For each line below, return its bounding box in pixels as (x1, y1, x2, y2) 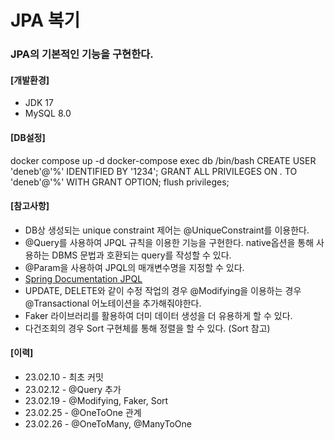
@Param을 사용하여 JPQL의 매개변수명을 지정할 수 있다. (24, 261, 245, 273)
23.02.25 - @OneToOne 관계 (24, 406, 142, 418)
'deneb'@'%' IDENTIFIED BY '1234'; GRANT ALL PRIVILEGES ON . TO (10, 165, 298, 177)
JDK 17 (24, 97, 54, 109)
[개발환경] (10, 74, 50, 86)
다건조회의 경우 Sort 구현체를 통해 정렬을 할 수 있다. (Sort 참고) (24, 322, 271, 334)
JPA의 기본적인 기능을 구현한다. (10, 47, 154, 61)
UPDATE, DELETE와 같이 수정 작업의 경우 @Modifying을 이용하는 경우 (24, 284, 302, 296)
